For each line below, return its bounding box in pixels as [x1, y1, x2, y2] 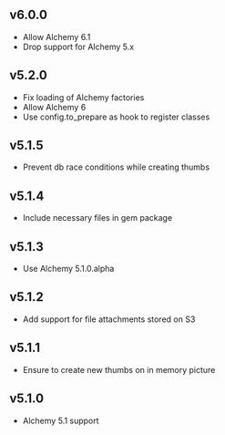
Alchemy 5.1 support [22, 415, 99, 426]
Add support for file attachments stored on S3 [22, 314, 196, 325]
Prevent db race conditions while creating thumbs [22, 161, 210, 172]
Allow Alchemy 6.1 [22, 31, 91, 42]
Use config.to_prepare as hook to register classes [22, 111, 210, 122]
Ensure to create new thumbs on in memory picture [22, 364, 216, 375]
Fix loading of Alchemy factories [22, 91, 145, 103]
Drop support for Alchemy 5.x [22, 41, 135, 52]
